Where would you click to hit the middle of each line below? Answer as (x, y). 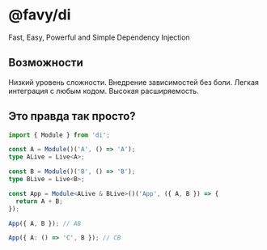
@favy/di (40, 15)
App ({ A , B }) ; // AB (45, 223)
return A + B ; (39, 201)
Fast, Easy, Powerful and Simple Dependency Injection (99, 37)
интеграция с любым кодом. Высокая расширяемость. (104, 91)
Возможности (46, 63)
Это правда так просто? (72, 116)
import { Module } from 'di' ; (59, 135)
